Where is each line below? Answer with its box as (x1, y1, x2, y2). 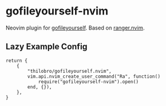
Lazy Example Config (5, 42, 88, 52)
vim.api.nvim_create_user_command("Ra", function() (27, 73, 161, 79)
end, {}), (27, 84, 52, 90)
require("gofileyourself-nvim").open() (38, 78, 139, 85)
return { (5, 57, 28, 64)
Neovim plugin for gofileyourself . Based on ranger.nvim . (5, 24, 145, 31)
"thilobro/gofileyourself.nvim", (27, 68, 112, 74)
